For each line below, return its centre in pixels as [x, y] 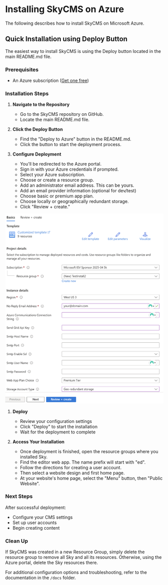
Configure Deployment [37, 154]
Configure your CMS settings [42, 517]
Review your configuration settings [56, 421]
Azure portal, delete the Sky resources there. [52, 563]
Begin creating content [36, 528]
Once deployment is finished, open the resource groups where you [89, 451]
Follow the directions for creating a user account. [71, 467]
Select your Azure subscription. [52, 175]
